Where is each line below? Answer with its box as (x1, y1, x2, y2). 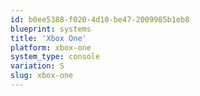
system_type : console (10, 52, 101, 62)
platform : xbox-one (10, 42, 92, 53)
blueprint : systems (10, 24, 92, 34)
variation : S (10, 61, 65, 71)
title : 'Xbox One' (10, 33, 87, 43)
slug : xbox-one (10, 71, 74, 81)
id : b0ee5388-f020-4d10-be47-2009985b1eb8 (10, 14, 190, 25)
